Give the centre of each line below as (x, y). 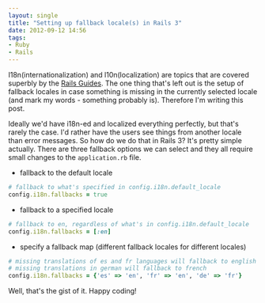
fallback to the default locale (66, 172)
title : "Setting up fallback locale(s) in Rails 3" (95, 23)
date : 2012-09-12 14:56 (47, 30)
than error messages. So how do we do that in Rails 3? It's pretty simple (125, 140)
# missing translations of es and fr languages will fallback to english (132, 261)
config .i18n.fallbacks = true (58, 195)
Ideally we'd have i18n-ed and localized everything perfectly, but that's (123, 124)
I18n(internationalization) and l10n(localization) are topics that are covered (129, 75)
